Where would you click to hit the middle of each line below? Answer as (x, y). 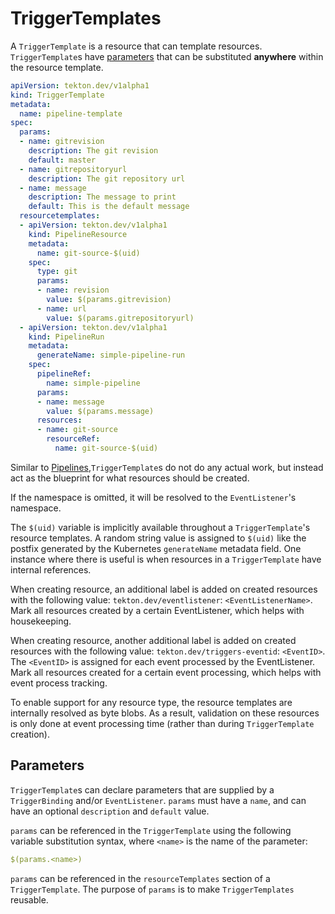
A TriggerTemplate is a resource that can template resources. (136, 46)
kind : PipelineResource (78, 234)
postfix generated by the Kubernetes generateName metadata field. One (156, 548)
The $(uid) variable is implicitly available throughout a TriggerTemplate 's (160, 527)
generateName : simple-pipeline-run (111, 355)
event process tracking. (59, 683)
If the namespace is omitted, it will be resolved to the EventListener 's (153, 497)
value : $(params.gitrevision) (109, 300)
